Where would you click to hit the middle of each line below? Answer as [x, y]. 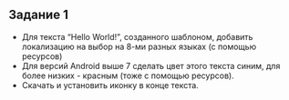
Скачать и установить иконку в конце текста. [110, 85]
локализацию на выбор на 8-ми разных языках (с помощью [139, 46]
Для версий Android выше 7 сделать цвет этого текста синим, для [151, 65]
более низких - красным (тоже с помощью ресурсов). [128, 75]
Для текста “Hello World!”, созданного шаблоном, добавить [137, 36]
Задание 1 [39, 15]
